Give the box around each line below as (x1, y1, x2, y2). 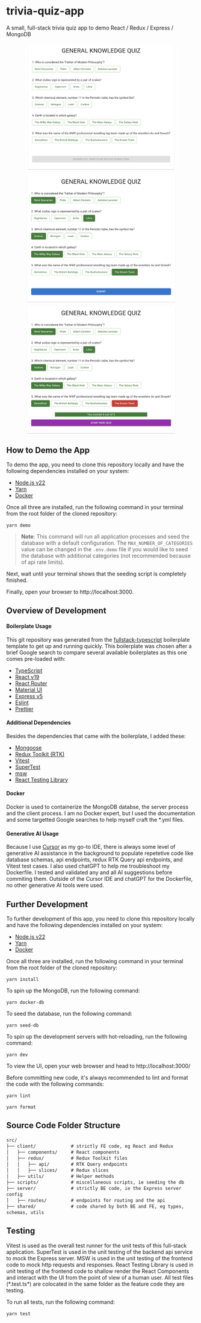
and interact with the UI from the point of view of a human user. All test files (6, 1274, 194, 1281)
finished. (6, 577, 28, 584)
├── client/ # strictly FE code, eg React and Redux (6, 1143, 173, 1149)
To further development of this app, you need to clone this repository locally (6, 915, 195, 922)
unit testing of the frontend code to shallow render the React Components (6, 1267, 190, 1275)
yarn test (6, 1310, 31, 1317)
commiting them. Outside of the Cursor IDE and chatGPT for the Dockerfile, (6, 875, 193, 883)
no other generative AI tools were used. (6, 881, 104, 889)
